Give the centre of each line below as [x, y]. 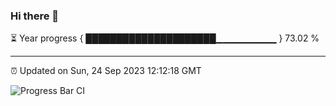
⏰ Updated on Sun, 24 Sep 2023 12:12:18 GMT [106, 71]
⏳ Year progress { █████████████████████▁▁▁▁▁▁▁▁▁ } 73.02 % [165, 38]
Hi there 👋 [35, 16]
